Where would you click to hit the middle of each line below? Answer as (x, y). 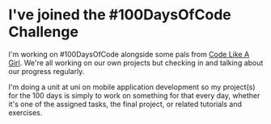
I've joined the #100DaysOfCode (120, 15)
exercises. (25, 112)
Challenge (44, 32)
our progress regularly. (47, 71)
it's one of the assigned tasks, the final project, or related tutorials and (125, 104)
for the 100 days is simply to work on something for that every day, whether (134, 95)
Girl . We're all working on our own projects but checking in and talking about (136, 63)
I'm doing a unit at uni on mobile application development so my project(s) (132, 87)
